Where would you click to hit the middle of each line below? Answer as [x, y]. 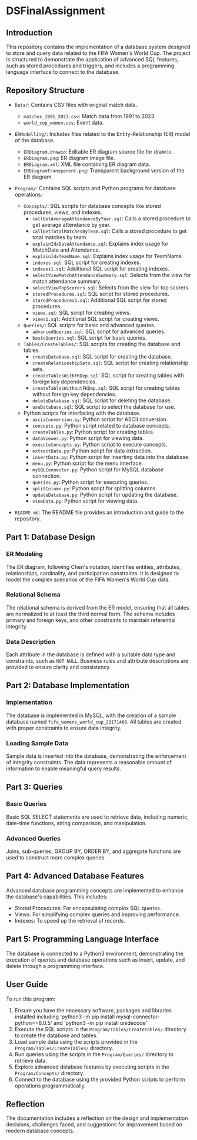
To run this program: [31, 999]
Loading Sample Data [37, 743]
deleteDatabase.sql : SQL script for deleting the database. [102, 400]
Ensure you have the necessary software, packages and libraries [93, 1010]
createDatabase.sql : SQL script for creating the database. [102, 356]
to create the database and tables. [56, 1035]
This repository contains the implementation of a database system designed [98, 47]
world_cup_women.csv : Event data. [64, 122]
